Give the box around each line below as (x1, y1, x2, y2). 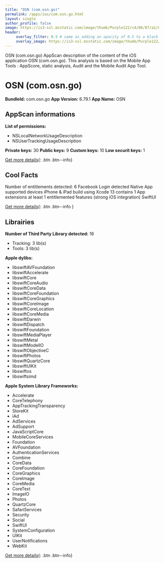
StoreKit (12, 408, 29, 414)
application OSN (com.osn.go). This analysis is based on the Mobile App (5, 57, 150, 64)
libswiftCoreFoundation (12, 290, 60, 296)
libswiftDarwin (12, 316, 41, 323)
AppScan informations (5, 110, 76, 119)
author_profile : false (5, 21, 51, 26)
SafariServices (12, 507, 42, 513)
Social (12, 517, 25, 523)
